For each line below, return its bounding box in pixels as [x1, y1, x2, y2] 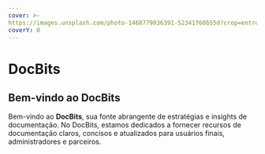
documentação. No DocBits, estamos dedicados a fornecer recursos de [8, 120, 242, 130]
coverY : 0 [8, 26, 41, 34]
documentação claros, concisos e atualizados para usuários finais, [8, 129, 225, 138]
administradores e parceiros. [8, 137, 102, 146]
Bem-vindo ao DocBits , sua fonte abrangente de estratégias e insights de [8, 112, 247, 122]
